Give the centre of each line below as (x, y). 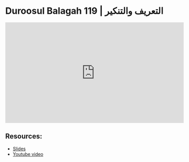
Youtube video (28, 154)
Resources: (24, 136)
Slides (19, 149)
